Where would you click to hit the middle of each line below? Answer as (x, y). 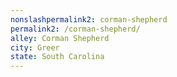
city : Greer (35, 47)
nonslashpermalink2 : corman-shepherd (89, 19)
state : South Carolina (57, 57)
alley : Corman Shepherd (60, 38)
